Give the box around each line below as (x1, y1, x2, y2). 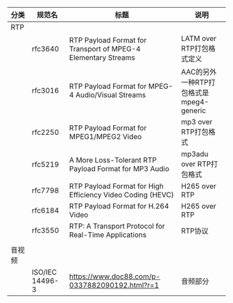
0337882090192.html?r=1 (69, 281, 159, 290)
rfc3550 (31, 226, 60, 235)
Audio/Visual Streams (75, 90, 146, 99)
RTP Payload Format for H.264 (69, 202, 169, 211)
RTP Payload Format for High (69, 181, 164, 190)
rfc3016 (31, 86, 60, 95)
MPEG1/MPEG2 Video (69, 132, 142, 141)
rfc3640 (31, 44, 60, 54)
